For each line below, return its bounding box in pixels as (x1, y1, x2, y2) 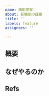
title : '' (5, 16, 25, 21)
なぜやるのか (5, 67, 44, 76)
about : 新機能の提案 (5, 12, 43, 17)
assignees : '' (5, 26, 34, 31)
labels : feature (5, 21, 38, 26)
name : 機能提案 (5, 7, 33, 12)
